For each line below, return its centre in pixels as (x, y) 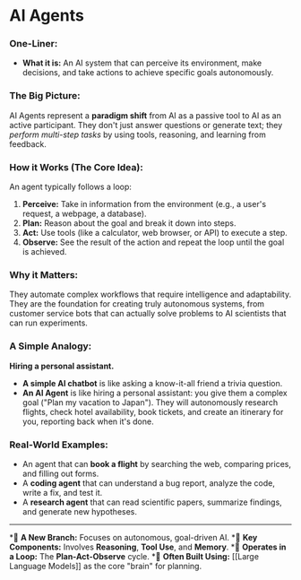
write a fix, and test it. (62, 492)
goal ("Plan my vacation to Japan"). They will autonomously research (150, 402)
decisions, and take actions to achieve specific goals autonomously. (148, 73)
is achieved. (44, 252)
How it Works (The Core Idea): (76, 167)
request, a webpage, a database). (84, 214)
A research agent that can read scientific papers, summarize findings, (152, 502)
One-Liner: (34, 44)
